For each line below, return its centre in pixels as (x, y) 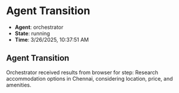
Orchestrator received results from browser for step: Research (82, 72)
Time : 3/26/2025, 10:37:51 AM (52, 39)
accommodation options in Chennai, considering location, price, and (89, 78)
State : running (32, 33)
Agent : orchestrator (39, 27)
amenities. (19, 85)
